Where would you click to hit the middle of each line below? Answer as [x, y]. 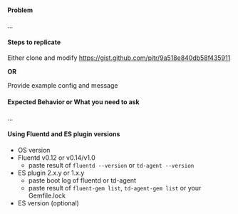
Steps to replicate [34, 42]
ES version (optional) [48, 203]
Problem [20, 10]
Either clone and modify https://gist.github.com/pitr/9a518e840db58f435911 [119, 58]
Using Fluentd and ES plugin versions [64, 134]
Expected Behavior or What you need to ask [74, 102]
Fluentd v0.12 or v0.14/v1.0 [57, 158]
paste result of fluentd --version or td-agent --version [111, 165]
